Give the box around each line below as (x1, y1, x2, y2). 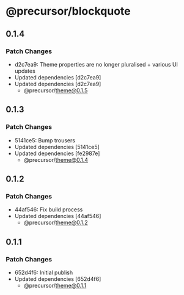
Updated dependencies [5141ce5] (14, 143, 100, 150)
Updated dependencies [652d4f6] (14, 275, 101, 282)
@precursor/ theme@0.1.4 (23, 156, 89, 163)
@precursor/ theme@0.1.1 (23, 282, 87, 289)
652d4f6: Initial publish (14, 269, 73, 276)
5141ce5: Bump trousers (14, 136, 76, 144)
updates (14, 67, 36, 75)
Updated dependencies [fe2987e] (14, 150, 100, 157)
